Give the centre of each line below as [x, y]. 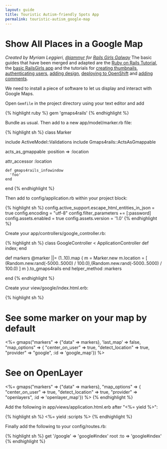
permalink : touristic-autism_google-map [48, 19]
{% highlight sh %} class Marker [38, 132]
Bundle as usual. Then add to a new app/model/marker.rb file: [69, 123]
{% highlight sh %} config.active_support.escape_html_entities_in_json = [80, 208]
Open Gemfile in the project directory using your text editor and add [75, 103]
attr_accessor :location [29, 161]
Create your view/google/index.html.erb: [47, 288]
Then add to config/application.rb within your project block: [66, 198]
